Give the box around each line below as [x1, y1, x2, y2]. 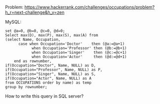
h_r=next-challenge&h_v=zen [5, 9, 65, 15]
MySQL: [5, 19, 22, 25]
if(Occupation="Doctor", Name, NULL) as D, [5, 63, 96, 68]
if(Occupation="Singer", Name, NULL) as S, [5, 71, 96, 76]
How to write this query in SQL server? [5, 93, 84, 99]
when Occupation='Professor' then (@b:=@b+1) [31, 46, 127, 51]
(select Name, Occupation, [5, 37, 61, 42]
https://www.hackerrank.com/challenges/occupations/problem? [24, 4, 155, 10]
